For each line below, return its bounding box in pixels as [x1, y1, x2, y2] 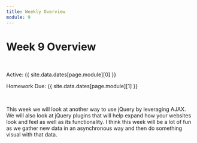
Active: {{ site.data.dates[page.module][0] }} [6, 71, 117, 78]
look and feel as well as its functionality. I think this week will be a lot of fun [6, 119, 192, 126]
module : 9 [6, 14, 31, 20]
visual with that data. [6, 131, 57, 138]
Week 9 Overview [6, 40, 96, 54]
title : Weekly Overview [6, 8, 66, 15]
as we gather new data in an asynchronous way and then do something [6, 125, 183, 132]
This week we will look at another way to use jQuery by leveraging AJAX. [6, 105, 186, 113]
